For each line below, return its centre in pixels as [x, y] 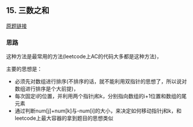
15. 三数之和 [28, 11]
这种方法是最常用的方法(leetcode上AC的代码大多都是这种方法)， [84, 56]
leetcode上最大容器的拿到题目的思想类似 [64, 118]
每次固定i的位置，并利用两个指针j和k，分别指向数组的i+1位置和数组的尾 [101, 96]
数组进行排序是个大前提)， [46, 89]
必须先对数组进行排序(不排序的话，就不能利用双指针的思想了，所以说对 [101, 82]
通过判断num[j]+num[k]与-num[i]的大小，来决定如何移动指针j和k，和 [98, 111]
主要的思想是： [24, 69]
